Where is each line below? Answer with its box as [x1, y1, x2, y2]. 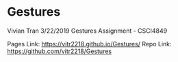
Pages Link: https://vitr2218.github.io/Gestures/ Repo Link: [7, 40, 173, 48]
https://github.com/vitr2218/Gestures [7, 47, 112, 55]
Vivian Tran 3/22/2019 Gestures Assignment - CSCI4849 [7, 27, 168, 35]
